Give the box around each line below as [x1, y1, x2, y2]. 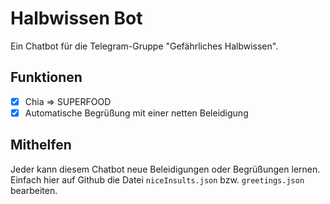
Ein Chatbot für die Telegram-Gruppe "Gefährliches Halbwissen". [10, 40, 279, 52]
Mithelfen [10, 137, 72, 154]
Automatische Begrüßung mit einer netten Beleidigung [24, 107, 249, 119]
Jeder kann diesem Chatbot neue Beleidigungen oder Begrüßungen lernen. [10, 163, 321, 175]
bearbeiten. [10, 184, 58, 196]
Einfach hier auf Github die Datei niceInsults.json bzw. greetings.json [10, 173, 305, 186]
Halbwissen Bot [10, 7, 143, 30]
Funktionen [10, 69, 83, 86]
